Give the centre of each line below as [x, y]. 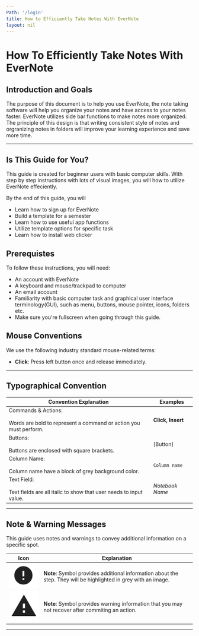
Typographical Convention [56, 386]
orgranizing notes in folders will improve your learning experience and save [98, 129]
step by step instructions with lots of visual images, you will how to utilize [95, 181]
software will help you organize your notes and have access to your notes [96, 110]
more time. [19, 135]
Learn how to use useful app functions [62, 222]
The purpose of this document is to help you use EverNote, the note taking [97, 104]
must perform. [26, 429]
